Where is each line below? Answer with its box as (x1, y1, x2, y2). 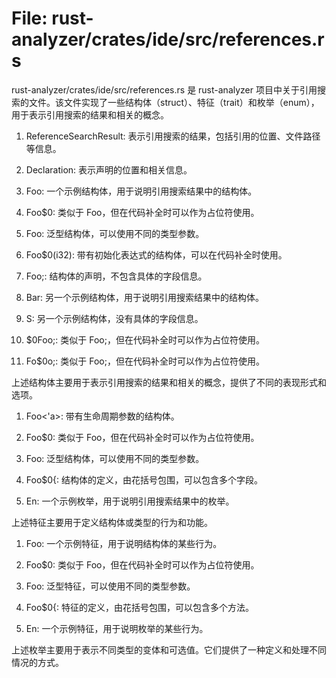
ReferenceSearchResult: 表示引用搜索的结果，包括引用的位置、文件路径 (25, 130, 321, 142)
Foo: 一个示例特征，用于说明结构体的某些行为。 (25, 537, 223, 549)
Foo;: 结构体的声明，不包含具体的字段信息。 (25, 270, 208, 282)
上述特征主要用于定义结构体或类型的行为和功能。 (11, 516, 213, 528)
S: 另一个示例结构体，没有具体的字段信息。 (25, 312, 204, 324)
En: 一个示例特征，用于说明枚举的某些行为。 (25, 622, 209, 634)
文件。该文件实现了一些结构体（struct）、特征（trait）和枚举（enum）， (28, 96, 320, 108)
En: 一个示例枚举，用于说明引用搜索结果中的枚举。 (25, 495, 235, 507)
